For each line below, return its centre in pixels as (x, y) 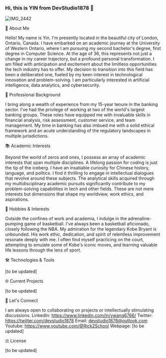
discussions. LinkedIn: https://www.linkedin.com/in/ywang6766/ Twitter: (79, 315)
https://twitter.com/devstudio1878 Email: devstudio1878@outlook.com (76, 321)
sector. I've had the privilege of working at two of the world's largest (75, 110)
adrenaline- (140, 219)
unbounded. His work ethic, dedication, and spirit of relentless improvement (83, 234)
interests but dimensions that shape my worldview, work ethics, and (74, 194)
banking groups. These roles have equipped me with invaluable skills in (78, 115)
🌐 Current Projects (24, 281)
